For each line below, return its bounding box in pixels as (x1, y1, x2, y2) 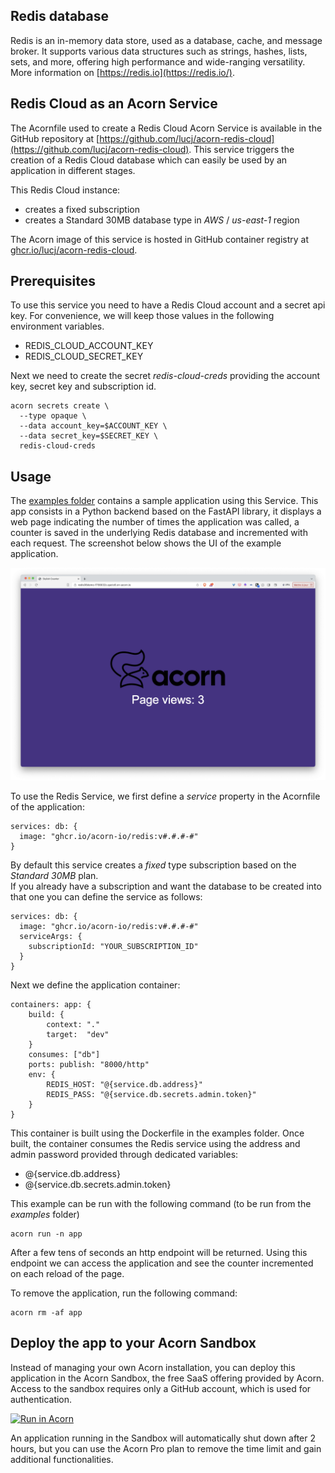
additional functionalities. (10, 1453, 114, 1465)
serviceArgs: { (19, 931, 83, 941)
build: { (28, 1009, 65, 1019)
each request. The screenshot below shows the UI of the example (10, 537, 282, 549)
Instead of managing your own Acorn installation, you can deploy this (10, 1361, 296, 1373)
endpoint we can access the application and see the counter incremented (10, 1257, 314, 1269)
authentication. (10, 1393, 73, 1405)
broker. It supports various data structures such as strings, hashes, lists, (10, 45, 308, 57)
